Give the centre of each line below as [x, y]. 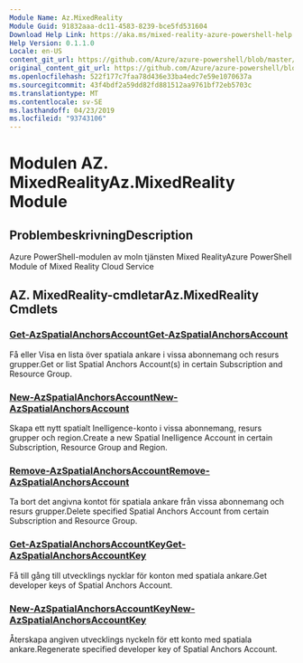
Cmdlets [34, 309]
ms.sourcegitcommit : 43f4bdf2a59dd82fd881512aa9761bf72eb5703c [131, 85]
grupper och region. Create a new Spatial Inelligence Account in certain [141, 438]
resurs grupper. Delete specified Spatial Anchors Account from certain [139, 511]
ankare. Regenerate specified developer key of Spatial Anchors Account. [143, 649]
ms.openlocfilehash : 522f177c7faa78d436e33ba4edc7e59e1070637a [131, 77]
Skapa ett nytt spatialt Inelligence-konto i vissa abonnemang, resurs [136, 428]
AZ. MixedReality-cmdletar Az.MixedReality [134, 295]
